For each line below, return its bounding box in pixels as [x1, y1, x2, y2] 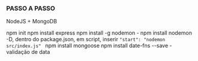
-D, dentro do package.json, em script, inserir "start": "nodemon [6, 36, 166, 43]
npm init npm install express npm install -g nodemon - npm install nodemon [6, 29, 193, 36]
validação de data [6, 48, 50, 56]
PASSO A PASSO [6, 4, 56, 13]
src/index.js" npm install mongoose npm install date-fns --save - [6, 42, 172, 49]
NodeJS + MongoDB [6, 18, 57, 25]
